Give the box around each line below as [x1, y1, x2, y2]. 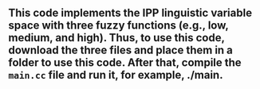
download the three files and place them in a [8, 44, 234, 57]
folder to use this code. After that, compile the [8, 56, 242, 70]
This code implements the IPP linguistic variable [8, 6, 253, 20]
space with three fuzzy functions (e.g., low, [8, 19, 229, 33]
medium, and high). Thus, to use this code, [8, 31, 225, 44]
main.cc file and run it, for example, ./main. [8, 68, 223, 82]
